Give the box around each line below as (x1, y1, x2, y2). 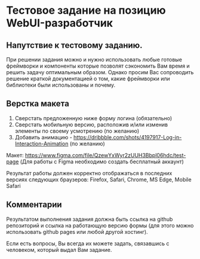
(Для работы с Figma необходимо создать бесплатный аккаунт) (20, 158, 184, 165)
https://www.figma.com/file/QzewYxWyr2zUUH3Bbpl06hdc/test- (24, 151, 186, 159)
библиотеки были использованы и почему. (6, 81, 115, 89)
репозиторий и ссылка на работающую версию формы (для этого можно (6, 222, 194, 229)
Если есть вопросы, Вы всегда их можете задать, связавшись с (6, 240, 170, 247)
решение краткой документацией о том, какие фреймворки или (6, 75, 170, 82)
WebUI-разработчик (6, 16, 113, 30)
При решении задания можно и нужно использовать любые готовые (6, 56, 182, 63)
